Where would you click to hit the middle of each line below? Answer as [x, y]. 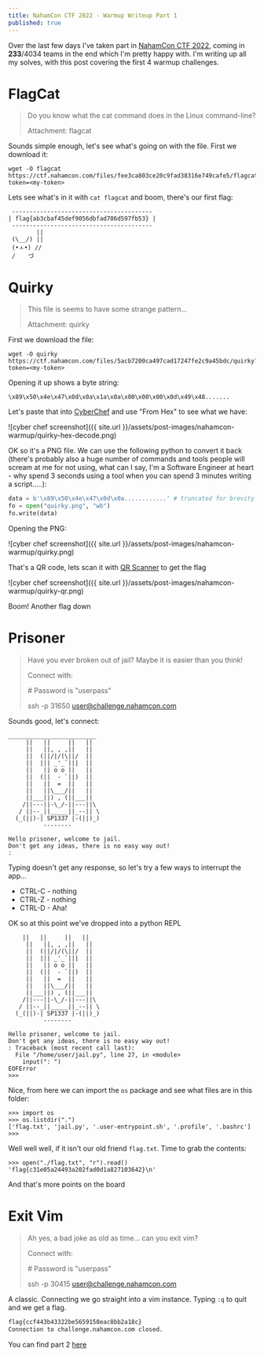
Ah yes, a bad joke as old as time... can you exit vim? [113, 1238]
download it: [28, 155]
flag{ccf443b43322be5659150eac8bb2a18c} [75, 1322]
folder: [19, 1098]
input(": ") [42, 1061]
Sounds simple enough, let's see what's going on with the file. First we [123, 146]
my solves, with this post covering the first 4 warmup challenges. [114, 62]
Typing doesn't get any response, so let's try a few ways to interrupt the [125, 867]
